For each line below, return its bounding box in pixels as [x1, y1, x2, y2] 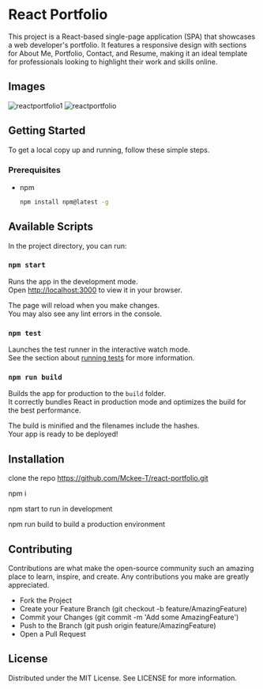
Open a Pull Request [19, 630, 87, 639]
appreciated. [8, 581, 50, 590]
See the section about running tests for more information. [8, 353, 195, 363]
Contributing [8, 542, 73, 556]
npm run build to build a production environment [8, 520, 166, 529]
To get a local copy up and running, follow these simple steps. [8, 145, 210, 154]
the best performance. [8, 405, 81, 415]
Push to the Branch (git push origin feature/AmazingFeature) [19, 621, 216, 630]
